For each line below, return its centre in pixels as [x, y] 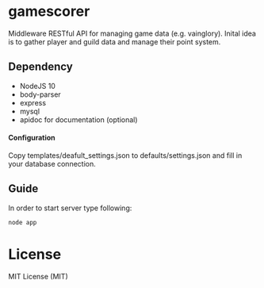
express [33, 102]
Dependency [40, 67]
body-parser [40, 94]
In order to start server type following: [70, 208]
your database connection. [52, 163]
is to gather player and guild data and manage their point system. [115, 41]
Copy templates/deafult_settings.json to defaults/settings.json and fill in [125, 155]
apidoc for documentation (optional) [78, 119]
